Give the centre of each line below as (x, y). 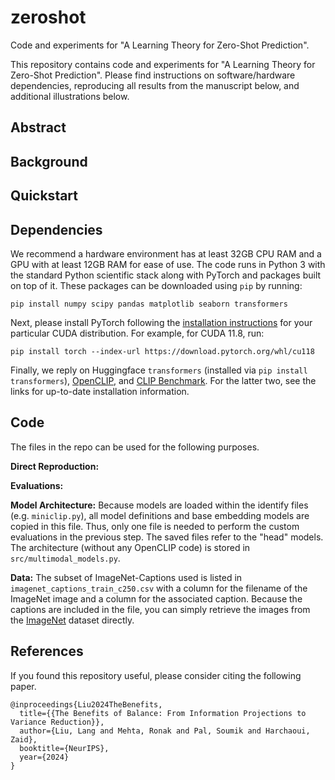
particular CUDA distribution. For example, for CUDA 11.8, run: (137, 333)
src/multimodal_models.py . (65, 558)
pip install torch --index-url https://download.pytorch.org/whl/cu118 (162, 351)
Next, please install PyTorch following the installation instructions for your (161, 322)
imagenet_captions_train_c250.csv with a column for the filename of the (159, 588)
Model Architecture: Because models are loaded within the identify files (159, 505)
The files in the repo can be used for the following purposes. (135, 447)
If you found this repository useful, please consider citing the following (156, 675)
